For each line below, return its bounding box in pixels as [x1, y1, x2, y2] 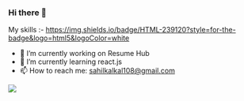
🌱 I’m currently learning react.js [19, 57, 123, 66]
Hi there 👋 [8, 7, 48, 18]
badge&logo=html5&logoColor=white [8, 33, 130, 43]
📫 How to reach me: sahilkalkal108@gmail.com [19, 66, 176, 76]
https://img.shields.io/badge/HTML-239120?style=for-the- [45, 25, 236, 35]
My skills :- [8, 25, 44, 35]
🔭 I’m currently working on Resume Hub [19, 49, 151, 58]
